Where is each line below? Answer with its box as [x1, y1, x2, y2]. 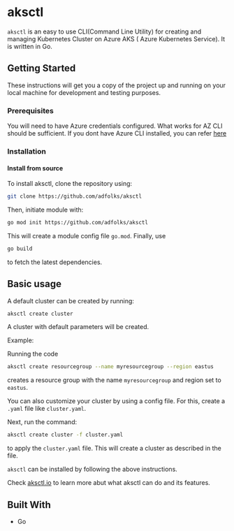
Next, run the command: [7, 418, 78, 426]
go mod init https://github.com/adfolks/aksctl [7, 219, 149, 226]
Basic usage [7, 278, 61, 290]
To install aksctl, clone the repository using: [7, 180, 133, 188]
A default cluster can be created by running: [7, 296, 135, 305]
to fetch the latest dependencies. [7, 258, 103, 266]
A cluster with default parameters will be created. [7, 323, 149, 331]
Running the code [7, 350, 59, 358]
